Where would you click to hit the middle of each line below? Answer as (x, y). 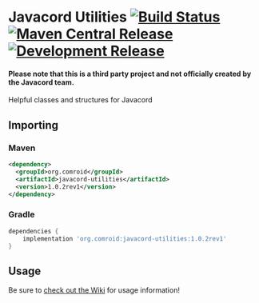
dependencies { (34, 231)
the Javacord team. (41, 82)
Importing (33, 125)
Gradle (22, 214)
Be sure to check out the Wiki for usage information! (94, 290)
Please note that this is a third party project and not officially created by (130, 74)
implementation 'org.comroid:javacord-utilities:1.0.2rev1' (125, 239)
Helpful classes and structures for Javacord (81, 100)
